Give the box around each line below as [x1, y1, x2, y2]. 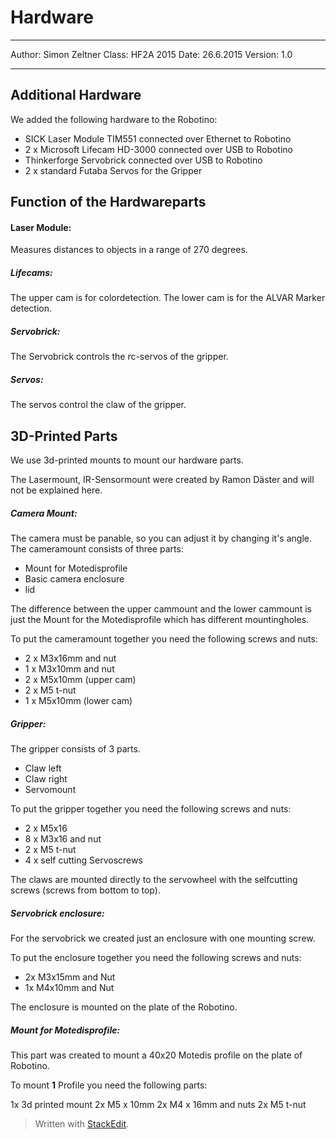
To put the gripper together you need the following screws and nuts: [10, 803, 292, 815]
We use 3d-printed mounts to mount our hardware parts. [10, 454, 244, 466]
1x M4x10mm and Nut [24, 981, 115, 993]
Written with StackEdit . [34, 1117, 130, 1130]
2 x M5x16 [24, 822, 68, 834]
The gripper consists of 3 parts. [10, 743, 141, 755]
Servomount [24, 784, 77, 795]
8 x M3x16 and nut [24, 833, 102, 845]
